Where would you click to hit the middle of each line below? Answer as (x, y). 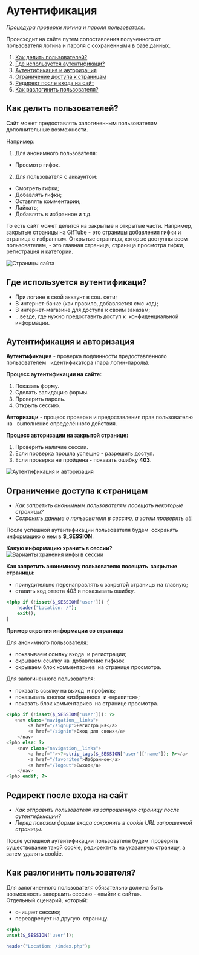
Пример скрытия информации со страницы (65, 630)
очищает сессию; (38, 912)
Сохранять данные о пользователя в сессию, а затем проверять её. (104, 518)
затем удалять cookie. (35, 854)
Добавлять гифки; (38, 195)
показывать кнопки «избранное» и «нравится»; (77, 697)
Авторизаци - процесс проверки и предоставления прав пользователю (100, 417)
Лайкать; (27, 207)
